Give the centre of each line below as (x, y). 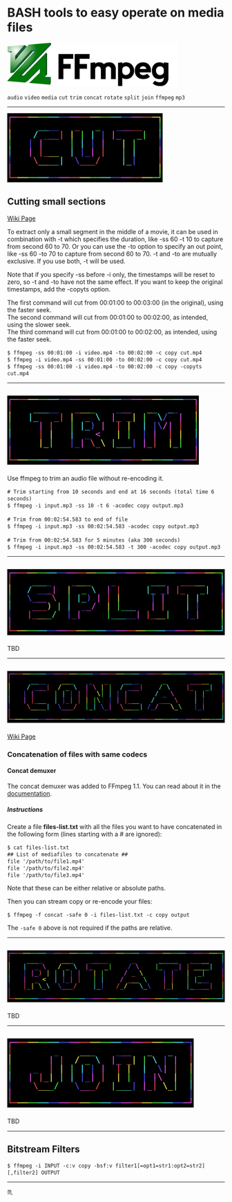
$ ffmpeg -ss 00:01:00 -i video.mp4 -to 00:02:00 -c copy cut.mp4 (105, 353)
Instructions (25, 809)
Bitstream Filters (43, 1149)
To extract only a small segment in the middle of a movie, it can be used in (113, 231)
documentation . (30, 794)
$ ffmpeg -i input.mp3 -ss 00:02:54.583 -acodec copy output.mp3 (103, 526)
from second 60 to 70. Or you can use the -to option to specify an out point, (115, 246)
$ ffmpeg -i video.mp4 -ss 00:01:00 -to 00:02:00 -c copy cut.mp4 (105, 360)
